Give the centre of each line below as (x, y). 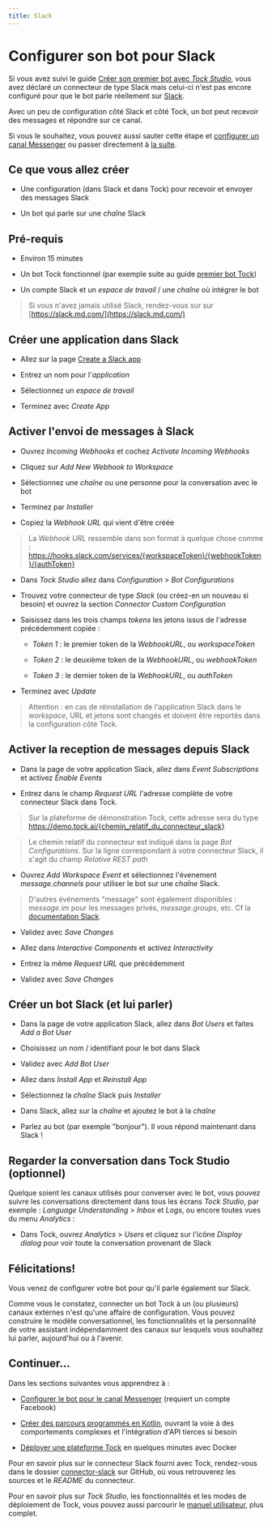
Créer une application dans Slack (94, 340)
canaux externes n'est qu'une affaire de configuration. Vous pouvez (122, 1312)
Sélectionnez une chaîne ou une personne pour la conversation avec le (138, 482)
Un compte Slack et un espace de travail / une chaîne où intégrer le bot (139, 290)
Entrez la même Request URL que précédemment (102, 963)
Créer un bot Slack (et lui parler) (91, 1005)
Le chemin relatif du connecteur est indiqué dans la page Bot (130, 842)
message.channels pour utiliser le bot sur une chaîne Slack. (120, 883)
